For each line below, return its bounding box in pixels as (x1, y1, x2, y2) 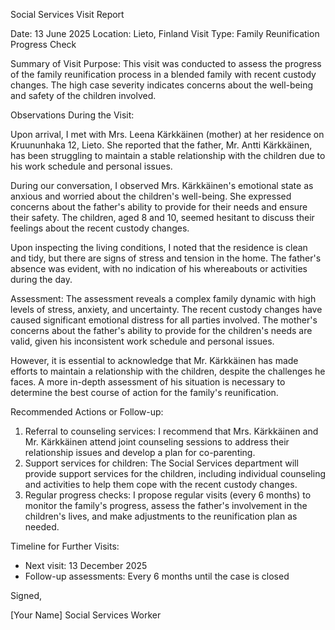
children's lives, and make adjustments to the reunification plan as (24, 510, 298, 522)
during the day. (10, 274, 73, 285)
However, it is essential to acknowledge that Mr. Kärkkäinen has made (10, 355, 299, 366)
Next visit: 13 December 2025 (24, 560, 148, 571)
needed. (24, 521, 60, 533)
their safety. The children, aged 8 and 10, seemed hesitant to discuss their (10, 212, 315, 223)
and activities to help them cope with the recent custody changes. (24, 479, 298, 490)
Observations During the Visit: (10, 109, 135, 121)
